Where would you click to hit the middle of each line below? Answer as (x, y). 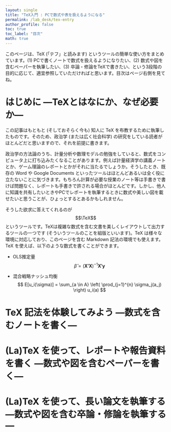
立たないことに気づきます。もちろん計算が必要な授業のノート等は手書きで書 (86, 179)
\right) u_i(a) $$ (90, 290)
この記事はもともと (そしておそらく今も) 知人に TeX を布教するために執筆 (82, 130)
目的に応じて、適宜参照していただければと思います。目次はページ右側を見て (86, 73)
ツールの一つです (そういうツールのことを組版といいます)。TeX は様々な (86, 233)
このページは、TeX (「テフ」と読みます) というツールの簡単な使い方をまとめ (85, 54)
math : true (17, 39)
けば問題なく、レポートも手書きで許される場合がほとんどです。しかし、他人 (86, 186)
